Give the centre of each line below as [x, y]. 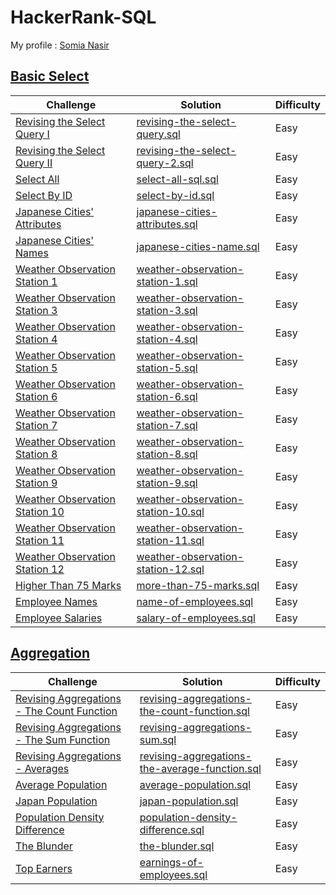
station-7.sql [167, 425]
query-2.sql [165, 163]
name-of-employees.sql [195, 601]
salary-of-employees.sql [196, 618]
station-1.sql [167, 281]
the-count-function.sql [194, 711]
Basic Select [50, 76]
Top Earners [44, 868]
